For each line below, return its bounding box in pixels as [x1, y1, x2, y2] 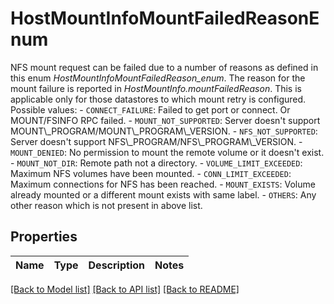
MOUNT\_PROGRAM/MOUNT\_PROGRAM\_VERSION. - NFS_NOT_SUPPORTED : [10, 125, 318, 137]
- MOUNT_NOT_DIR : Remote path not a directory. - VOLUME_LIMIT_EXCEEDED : [10, 157, 303, 169]
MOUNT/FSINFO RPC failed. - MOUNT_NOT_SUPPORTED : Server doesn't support [10, 114, 321, 126]
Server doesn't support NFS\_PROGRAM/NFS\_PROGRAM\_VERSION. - [10, 135, 303, 147]
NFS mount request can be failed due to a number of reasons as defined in [10, 61, 319, 73]
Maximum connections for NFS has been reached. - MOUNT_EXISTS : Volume [10, 178, 316, 190]
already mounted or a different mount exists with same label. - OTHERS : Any [10, 188, 317, 201]
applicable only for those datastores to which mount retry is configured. [10, 93, 307, 105]
